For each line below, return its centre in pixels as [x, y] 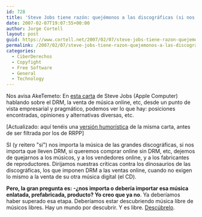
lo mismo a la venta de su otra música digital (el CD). [72, 177]
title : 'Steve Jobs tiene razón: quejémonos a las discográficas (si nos [101, 17]
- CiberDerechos [32, 57]
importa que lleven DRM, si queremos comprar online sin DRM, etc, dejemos [101, 151]
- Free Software [32, 68]
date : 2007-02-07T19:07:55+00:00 [48, 23]
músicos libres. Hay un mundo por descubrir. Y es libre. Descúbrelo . [91, 207]
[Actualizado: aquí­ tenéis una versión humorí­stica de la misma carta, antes [98, 127]
